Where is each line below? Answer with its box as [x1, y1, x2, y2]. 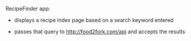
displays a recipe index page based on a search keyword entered [14, 17, 174, 23]
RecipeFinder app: [5, 5, 50, 12]
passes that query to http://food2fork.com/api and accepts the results [14, 28, 185, 35]
